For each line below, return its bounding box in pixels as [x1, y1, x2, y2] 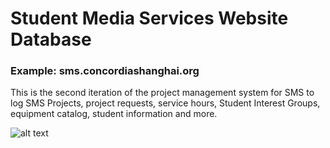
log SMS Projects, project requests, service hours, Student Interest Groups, [10, 97, 321, 109]
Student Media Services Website [10, 7, 289, 30]
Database [10, 28, 92, 51]
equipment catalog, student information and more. [10, 108, 218, 120]
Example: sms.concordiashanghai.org [10, 64, 200, 78]
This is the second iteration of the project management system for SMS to [10, 87, 315, 99]
